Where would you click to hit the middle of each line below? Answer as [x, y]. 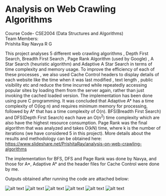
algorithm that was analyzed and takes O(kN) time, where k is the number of [83, 128]
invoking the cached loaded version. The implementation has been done [79, 96]
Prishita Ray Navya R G [28, 44]
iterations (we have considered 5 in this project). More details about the [78, 133]
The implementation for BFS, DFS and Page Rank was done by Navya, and [81, 158]
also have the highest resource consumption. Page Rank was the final [76, 123]
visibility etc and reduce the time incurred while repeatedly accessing [76, 85]
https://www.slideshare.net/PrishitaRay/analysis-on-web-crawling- [74, 144]
